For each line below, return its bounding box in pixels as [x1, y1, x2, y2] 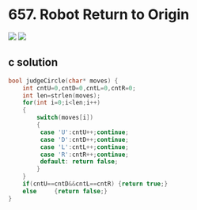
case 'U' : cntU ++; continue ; [40, 128, 129, 136]
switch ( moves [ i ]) [36, 113, 93, 122]
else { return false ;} [22, 187, 108, 195]
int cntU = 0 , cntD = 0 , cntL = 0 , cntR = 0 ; [22, 84, 136, 92]
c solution [8, 55, 59, 69]
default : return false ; [40, 158, 119, 166]
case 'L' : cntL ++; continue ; [40, 143, 129, 151]
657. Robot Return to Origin [8, 6, 190, 24]
